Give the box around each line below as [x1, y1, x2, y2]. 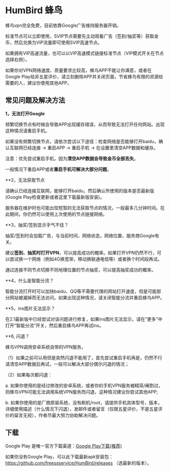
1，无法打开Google [5, 110, 45, 116]
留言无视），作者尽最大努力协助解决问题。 [14, 412, 101, 418]
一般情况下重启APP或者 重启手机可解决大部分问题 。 [5, 166, 112, 172]
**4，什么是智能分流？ [5, 277, 54, 283]
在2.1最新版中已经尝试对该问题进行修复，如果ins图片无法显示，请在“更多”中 [5, 316, 163, 322]
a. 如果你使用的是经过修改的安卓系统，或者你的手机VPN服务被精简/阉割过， [5, 382, 163, 389]
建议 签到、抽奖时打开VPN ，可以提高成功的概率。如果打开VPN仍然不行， [5, 249, 157, 255]
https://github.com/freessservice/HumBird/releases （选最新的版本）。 [5, 460, 152, 466]
